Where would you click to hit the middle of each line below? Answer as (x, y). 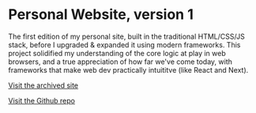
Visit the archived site (43, 85)
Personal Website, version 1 (101, 15)
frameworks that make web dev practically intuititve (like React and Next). (128, 70)
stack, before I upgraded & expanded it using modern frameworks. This (124, 44)
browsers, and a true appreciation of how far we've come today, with (120, 62)
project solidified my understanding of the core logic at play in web (117, 53)
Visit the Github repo (41, 100)
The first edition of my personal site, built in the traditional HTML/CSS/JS (126, 36)
